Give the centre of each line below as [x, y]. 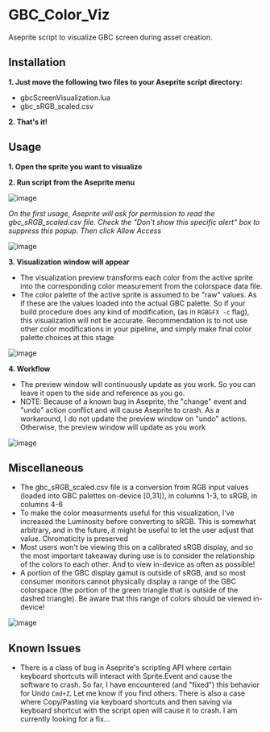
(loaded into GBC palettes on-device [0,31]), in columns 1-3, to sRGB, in [139, 496]
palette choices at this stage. [68, 337]
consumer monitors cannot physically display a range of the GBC [128, 581]
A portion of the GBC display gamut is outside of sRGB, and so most [133, 573]
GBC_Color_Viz [59, 15]
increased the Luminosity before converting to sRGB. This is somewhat [138, 522]
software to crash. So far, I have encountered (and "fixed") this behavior [140, 685]
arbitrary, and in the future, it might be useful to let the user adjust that [137, 530]
